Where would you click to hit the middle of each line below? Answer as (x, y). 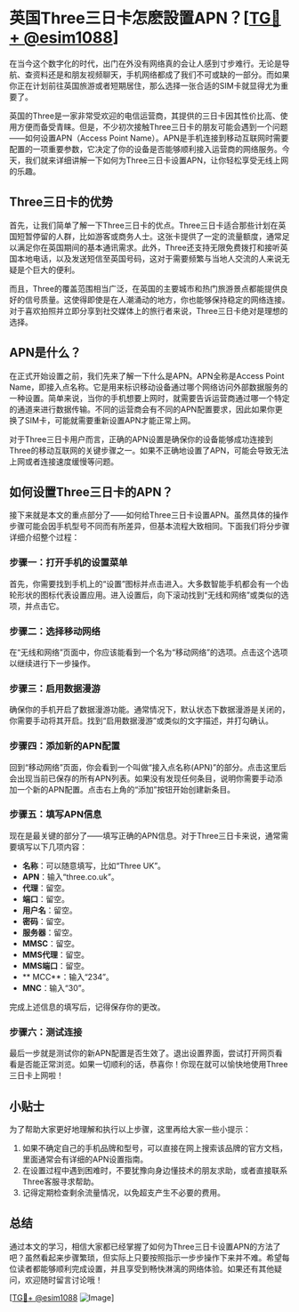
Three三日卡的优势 (61, 202)
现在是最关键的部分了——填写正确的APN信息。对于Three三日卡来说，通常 (145, 835)
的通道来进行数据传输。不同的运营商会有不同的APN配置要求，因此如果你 (142, 409)
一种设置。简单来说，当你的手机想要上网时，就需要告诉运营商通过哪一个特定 (149, 398)
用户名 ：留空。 (49, 910)
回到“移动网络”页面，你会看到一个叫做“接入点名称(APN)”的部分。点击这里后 (148, 767)
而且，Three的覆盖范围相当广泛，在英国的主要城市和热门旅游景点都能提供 (145, 288)
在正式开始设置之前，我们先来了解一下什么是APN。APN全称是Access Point (147, 375)
